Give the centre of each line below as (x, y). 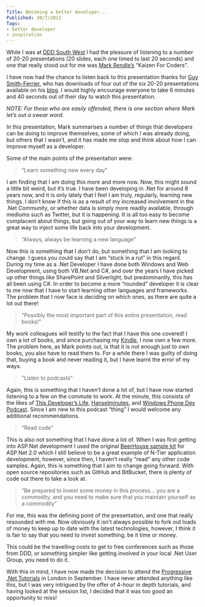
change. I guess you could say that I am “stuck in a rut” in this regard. (94, 258)
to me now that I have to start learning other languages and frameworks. (97, 290)
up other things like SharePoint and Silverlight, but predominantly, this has (99, 277)
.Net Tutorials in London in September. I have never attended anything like (99, 578)
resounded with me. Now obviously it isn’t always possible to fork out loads (101, 522)
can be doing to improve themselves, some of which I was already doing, (99, 134)
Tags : (13, 23)
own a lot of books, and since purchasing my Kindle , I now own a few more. (102, 340)
